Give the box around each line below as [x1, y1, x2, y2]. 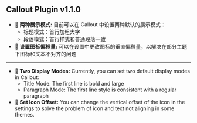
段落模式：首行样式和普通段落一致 [23, 35, 106, 43]
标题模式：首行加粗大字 [23, 28, 80, 35]
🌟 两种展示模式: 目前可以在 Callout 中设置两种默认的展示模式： [14, 20, 166, 28]
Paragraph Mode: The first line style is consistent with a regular [23, 86, 177, 93]
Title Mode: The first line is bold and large [23, 80, 124, 87]
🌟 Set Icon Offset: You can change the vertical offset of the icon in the [14, 98, 185, 105]
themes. [14, 111, 35, 118]
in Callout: [14, 73, 39, 81]
